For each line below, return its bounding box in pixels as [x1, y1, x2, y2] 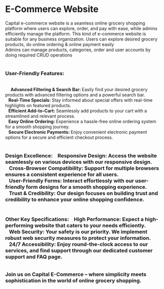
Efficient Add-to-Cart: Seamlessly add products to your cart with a [8, 108, 147, 114]
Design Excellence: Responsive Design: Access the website [5, 152, 157, 159]
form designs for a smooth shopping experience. [25, 184, 147, 191]
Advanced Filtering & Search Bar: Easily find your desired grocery [10, 87, 148, 93]
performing [5, 222, 33, 229]
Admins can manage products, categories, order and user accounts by [5, 47, 151, 53]
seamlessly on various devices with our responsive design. [5, 159, 152, 166]
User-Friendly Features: [5, 70, 64, 77]
